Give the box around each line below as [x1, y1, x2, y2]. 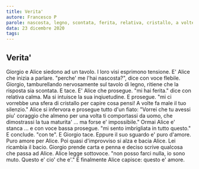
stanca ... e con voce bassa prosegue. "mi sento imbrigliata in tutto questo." [6, 125, 191, 132]
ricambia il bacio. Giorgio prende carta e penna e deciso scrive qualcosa [6, 143, 183, 151]
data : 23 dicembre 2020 [6, 25, 65, 31]
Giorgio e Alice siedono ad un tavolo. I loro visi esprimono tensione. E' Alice [6, 68, 191, 75]
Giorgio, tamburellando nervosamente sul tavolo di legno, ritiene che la [6, 80, 179, 87]
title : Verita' [6, 8, 44, 15]
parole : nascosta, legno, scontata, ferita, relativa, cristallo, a [6, 19, 179, 25]
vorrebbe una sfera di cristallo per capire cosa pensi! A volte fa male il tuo [6, 99, 187, 106]
